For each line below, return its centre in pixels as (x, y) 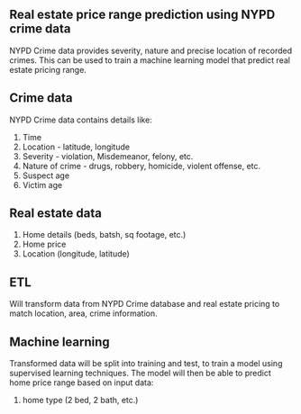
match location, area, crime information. (83, 313)
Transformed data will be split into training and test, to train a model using (146, 364)
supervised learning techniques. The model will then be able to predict (141, 373)
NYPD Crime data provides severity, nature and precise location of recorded (151, 50)
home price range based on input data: (82, 382)
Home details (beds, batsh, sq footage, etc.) (104, 235)
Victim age (42, 184)
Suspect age (46, 175)
